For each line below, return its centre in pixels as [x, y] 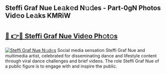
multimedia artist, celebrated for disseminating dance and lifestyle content [81, 56]
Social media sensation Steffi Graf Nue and [101, 50]
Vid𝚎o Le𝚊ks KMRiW [38, 16]
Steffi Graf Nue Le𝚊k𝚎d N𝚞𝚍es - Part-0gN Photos [83, 8]
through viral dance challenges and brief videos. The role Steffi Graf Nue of [82, 61]
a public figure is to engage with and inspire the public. [61, 66]
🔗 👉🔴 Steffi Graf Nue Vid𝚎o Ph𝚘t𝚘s [61, 36]
